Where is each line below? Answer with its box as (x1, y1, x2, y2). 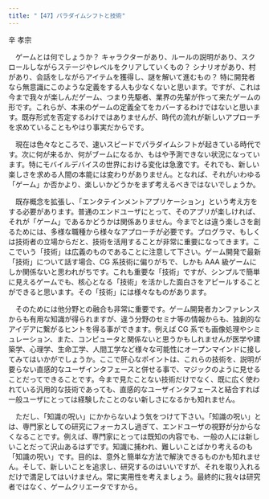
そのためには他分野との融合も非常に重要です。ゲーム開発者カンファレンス (14, 304, 261, 313)
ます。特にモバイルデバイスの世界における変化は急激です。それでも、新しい (8, 159, 259, 169)
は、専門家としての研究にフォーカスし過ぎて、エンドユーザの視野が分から (8, 421, 255, 431)
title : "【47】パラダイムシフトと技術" (8, 11, 126, 20)
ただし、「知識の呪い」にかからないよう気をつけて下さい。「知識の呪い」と (14, 411, 262, 421)
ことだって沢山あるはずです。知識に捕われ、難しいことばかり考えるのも (14, 441, 254, 451)
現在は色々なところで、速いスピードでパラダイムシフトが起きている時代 (14, 139, 255, 149)
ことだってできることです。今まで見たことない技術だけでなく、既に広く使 (8, 374, 253, 384)
